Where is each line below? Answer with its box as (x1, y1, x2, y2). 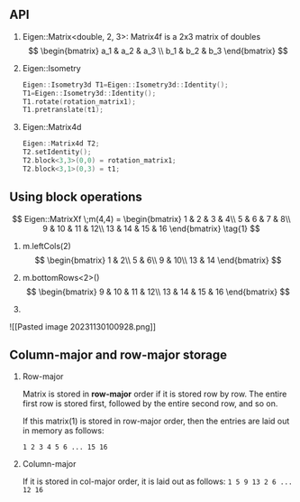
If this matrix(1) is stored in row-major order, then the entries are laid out (22, 415, 290, 427)
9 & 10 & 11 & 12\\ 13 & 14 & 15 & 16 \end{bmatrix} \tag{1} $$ (42, 223, 260, 234)
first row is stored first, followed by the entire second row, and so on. (22, 398, 278, 409)
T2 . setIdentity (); (22, 148, 92, 157)
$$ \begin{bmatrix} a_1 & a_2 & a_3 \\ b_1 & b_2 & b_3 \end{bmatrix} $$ (28, 45, 288, 56)
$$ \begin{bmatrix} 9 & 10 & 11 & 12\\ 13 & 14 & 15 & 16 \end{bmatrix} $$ (25, 286, 290, 297)
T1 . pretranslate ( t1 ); (22, 106, 105, 115)
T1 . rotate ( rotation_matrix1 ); (22, 97, 137, 107)
